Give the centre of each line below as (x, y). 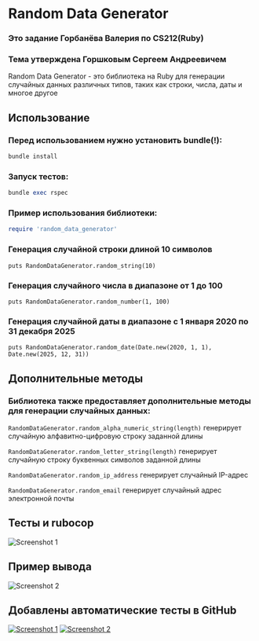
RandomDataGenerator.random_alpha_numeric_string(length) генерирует (125, 427)
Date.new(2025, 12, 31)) (49, 354)
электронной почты (41, 498)
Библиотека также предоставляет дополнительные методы (129, 401)
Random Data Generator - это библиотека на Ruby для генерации (117, 76)
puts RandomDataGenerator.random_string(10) (82, 266)
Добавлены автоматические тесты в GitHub (122, 610)
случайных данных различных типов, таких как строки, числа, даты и (125, 85)
